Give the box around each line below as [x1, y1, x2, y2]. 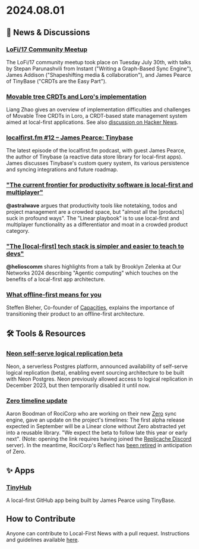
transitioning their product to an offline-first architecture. [6, 310, 145, 317]
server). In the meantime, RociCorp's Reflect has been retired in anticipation [6, 442, 192, 449]
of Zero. [6, 448, 26, 456]
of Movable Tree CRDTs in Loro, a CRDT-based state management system [6, 113, 188, 120]
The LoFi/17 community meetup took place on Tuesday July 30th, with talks [6, 58, 191, 65]
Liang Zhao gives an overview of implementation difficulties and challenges [6, 106, 191, 113]
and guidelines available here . [6, 536, 79, 543]
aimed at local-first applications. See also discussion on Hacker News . [6, 118, 179, 126]
